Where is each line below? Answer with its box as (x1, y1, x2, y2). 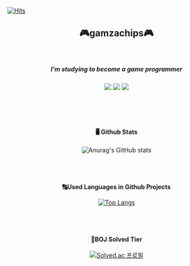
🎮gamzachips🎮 (79, 28, 154, 39)
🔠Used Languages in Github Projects (62, 182, 171, 190)
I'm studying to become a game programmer (51, 65, 182, 73)
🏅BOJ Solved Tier (90, 235, 143, 243)
